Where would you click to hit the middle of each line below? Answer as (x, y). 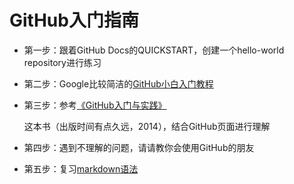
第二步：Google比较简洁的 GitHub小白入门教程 (118, 83)
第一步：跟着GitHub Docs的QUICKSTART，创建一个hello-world (154, 50)
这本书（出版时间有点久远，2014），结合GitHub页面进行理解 (147, 126)
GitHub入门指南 (74, 20)
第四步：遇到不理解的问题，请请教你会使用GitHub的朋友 (139, 147)
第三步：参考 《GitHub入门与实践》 (95, 105)
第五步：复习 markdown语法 (81, 168)
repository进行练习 (62, 62)
